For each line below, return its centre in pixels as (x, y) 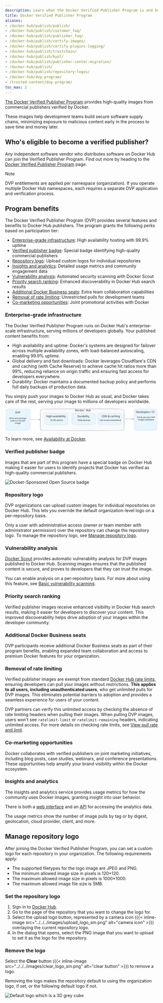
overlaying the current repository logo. (50, 927)
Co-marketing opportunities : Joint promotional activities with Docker (81, 303)
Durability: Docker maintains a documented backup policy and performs (84, 381)
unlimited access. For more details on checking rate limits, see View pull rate (81, 725)
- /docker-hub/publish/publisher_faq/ (44, 36)
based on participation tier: (32, 231)
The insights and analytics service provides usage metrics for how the (75, 792)
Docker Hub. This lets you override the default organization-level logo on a (80, 511)
